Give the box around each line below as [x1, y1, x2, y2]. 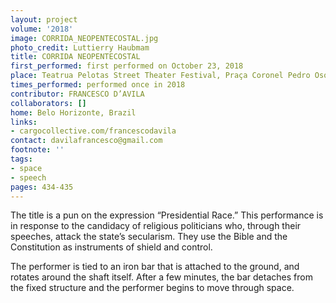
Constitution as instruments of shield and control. [10, 241, 213, 253]
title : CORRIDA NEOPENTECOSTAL [10, 52, 141, 62]
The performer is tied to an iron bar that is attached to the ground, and [10, 261, 300, 273]
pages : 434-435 [10, 182, 74, 192]
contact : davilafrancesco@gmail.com [10, 136, 163, 146]
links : [10, 117, 38, 127]
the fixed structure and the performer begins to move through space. [10, 282, 295, 294]
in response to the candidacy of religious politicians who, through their [10, 220, 302, 232]
